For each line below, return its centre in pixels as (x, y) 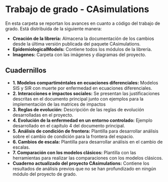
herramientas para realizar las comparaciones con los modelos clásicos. (88, 158)
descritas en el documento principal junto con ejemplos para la (78, 99)
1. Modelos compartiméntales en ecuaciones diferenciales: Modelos (85, 82)
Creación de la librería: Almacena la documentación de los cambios (83, 38)
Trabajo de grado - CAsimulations (77, 9)
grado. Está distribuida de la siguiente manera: (53, 28)
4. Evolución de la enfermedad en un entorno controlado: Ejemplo (82, 120)
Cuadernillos (26, 71)
